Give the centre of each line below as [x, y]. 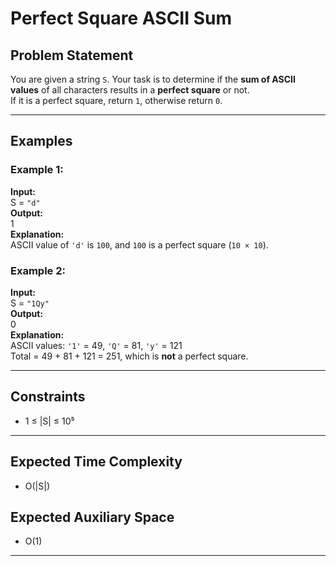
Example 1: [37, 170]
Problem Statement [72, 55]
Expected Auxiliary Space [92, 517]
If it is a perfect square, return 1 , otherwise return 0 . [116, 100]
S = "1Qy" [30, 303]
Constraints [48, 397]
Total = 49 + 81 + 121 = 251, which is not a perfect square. [129, 356]
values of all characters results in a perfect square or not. [130, 90]
